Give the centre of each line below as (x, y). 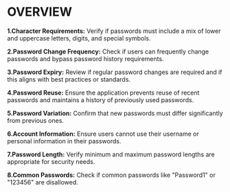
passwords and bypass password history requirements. (85, 58)
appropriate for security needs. (51, 161)
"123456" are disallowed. (43, 182)
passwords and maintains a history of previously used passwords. (101, 99)
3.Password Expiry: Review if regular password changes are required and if (115, 72)
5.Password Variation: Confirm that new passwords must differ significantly (115, 113)
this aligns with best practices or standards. (69, 79)
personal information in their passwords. (64, 141)
